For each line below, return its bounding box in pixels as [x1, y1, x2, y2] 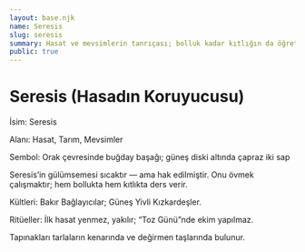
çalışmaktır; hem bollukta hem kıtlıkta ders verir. [9, 179, 188, 190]
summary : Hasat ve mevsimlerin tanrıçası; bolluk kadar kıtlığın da [9, 38, 274, 48]
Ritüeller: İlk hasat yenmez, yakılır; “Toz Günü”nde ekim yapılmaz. [9, 215, 254, 226]
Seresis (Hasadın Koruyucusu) [9, 86, 245, 107]
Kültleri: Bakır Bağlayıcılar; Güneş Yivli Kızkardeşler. [9, 197, 202, 207]
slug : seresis [9, 30, 64, 39]
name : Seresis [9, 22, 64, 31]
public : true [9, 47, 59, 56]
